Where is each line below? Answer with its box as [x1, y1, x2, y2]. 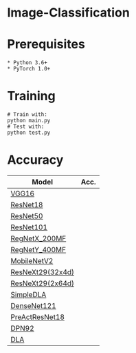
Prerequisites [7, 37, 86, 53]
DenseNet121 [10, 301, 56, 310]
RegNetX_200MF [10, 233, 67, 243]
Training [7, 88, 56, 104]
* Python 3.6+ [7, 59, 48, 66]
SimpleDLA [10, 290, 47, 299]
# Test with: [7, 123, 45, 131]
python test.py [7, 129, 51, 136]
